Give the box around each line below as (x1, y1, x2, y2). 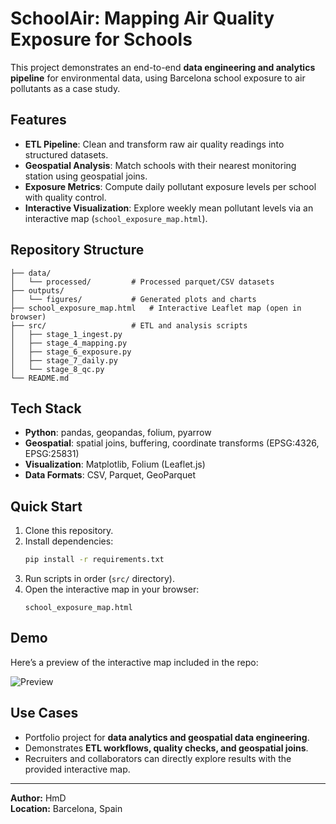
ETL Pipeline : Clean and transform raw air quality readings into (24, 138, 285, 150)
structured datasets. (24, 148, 109, 161)
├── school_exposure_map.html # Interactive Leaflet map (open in (10, 303, 302, 313)
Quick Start (10, 498, 83, 515)
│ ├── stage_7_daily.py (10, 355, 118, 366)
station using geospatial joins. (24, 170, 148, 182)
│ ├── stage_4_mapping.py (10, 338, 128, 348)
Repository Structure (10, 242, 145, 259)
